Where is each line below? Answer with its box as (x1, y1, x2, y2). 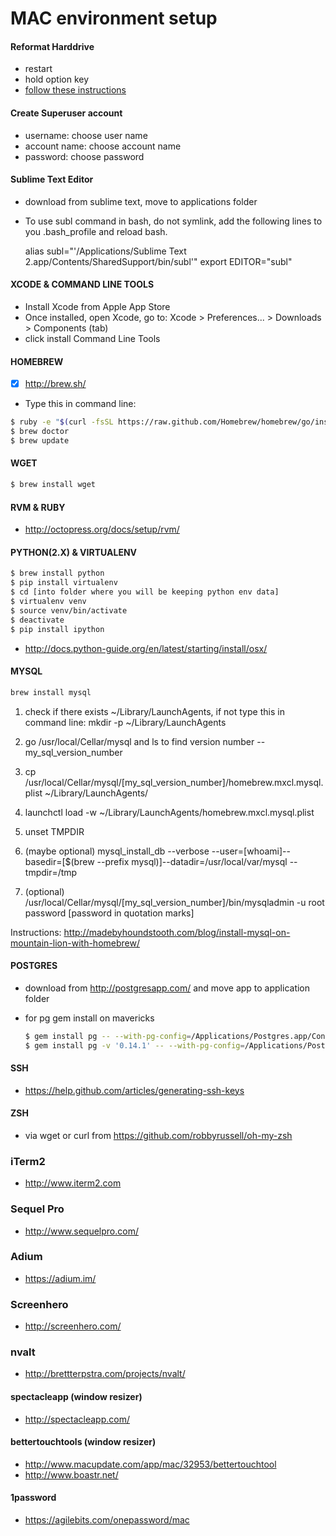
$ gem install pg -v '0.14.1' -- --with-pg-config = (24, 1040, 245, 1051)
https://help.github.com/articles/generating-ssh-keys (24, 1084, 245, 1096)
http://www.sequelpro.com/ (24, 1225, 139, 1237)
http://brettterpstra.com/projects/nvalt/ (24, 1368, 186, 1380)
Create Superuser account (10, 107, 123, 119)
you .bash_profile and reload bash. (24, 225, 168, 237)
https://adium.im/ (24, 1272, 97, 1284)
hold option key (24, 73, 90, 86)
